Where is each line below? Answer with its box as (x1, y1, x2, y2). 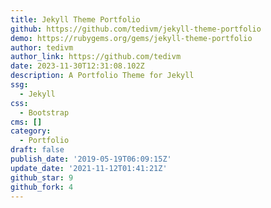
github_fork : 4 (10, 182, 74, 192)
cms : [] (10, 117, 43, 127)
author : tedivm (10, 42, 74, 53)
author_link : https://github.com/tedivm (10, 52, 182, 62)
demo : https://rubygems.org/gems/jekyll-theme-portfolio (10, 33, 253, 43)
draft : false (10, 145, 65, 155)
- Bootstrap (19, 107, 70, 118)
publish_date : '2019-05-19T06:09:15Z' (10, 154, 172, 164)
